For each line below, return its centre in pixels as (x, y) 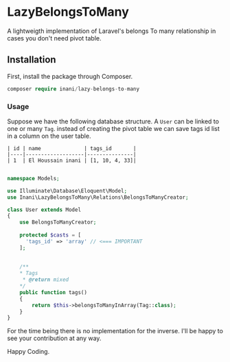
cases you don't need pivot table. (54, 38)
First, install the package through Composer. (70, 76)
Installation (32, 60)
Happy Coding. (28, 352)
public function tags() (54, 292)
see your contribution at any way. (54, 338)
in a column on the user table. (49, 136)
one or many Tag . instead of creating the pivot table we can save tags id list (113, 128)
